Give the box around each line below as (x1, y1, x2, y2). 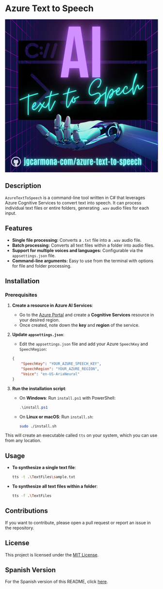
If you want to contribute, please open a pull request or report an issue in (5, 520, 151, 525)
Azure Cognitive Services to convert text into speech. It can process (5, 200, 142, 205)
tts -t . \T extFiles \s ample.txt (12, 474, 76, 480)
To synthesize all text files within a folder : (12, 484, 98, 489)
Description (5, 182, 41, 190)
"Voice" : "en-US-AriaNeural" (21, 371, 80, 376)
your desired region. (19, 317, 60, 323)
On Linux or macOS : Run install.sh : (19, 414, 94, 420)
